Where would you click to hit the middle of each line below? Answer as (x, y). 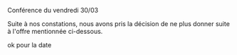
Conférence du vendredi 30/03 (53, 10)
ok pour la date (30, 45)
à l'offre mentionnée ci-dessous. (55, 31)
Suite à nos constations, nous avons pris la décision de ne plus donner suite (118, 24)
